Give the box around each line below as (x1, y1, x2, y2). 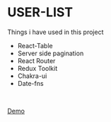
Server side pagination (17, 49, 84, 57)
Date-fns (17, 79, 44, 87)
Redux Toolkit (17, 64, 58, 72)
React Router (17, 56, 56, 65)
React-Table (17, 41, 53, 50)
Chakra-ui (17, 72, 47, 80)
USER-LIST (7, 4, 73, 21)
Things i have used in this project (7, 28, 104, 36)
